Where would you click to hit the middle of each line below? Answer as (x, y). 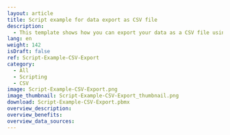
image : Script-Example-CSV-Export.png (62, 89)
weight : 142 (24, 45)
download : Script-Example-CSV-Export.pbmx (68, 102)
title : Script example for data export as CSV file (82, 20)
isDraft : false (29, 52)
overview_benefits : (35, 115)
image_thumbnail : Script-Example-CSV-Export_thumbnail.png (93, 96)
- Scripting (30, 77)
